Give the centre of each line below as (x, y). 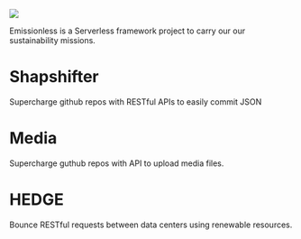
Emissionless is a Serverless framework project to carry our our (128, 31)
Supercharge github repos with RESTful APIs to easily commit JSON (136, 101)
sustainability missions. (53, 40)
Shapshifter (54, 77)
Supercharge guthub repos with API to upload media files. (117, 163)
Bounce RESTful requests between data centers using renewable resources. (151, 225)
